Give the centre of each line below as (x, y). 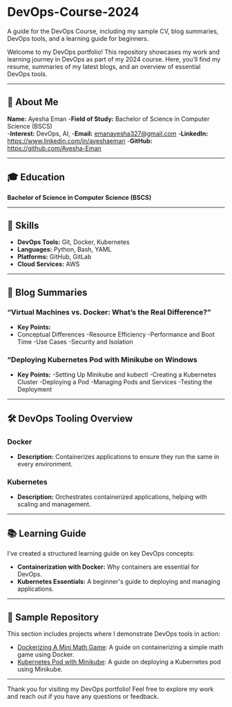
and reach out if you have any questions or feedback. (83, 696)
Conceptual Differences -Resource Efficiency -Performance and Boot (116, 334)
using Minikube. (40, 669)
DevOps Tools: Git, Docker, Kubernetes (73, 242)
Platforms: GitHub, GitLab (54, 257)
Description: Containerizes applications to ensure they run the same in (118, 457)
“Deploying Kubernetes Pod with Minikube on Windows (103, 359)
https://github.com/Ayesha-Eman (54, 148)
